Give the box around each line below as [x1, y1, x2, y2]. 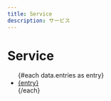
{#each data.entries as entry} [17, 71, 105, 80]
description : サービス [7, 17, 70, 24]
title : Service [7, 10, 53, 18]
